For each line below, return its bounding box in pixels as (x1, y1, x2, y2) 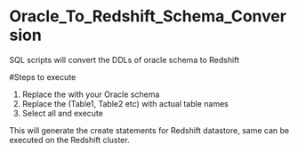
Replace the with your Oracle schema (21, 89, 160, 100)
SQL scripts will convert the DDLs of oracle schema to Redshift (9, 54, 240, 65)
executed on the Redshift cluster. (9, 134, 131, 145)
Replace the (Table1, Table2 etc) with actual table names (21, 98, 229, 108)
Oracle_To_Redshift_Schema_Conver (9, 6, 287, 27)
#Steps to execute (9, 71, 77, 82)
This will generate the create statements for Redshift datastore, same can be (9, 124, 290, 135)
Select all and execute (21, 108, 104, 118)
